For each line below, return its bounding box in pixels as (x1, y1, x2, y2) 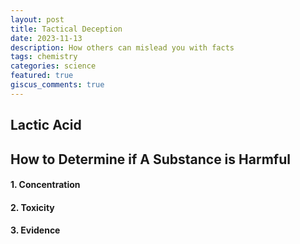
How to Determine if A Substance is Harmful (10, 151, 291, 168)
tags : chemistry (10, 52, 78, 62)
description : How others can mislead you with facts (10, 42, 235, 53)
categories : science (10, 61, 97, 71)
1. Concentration (10, 179, 81, 191)
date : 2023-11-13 (10, 33, 83, 43)
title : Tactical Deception (10, 24, 123, 34)
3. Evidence (10, 224, 61, 236)
